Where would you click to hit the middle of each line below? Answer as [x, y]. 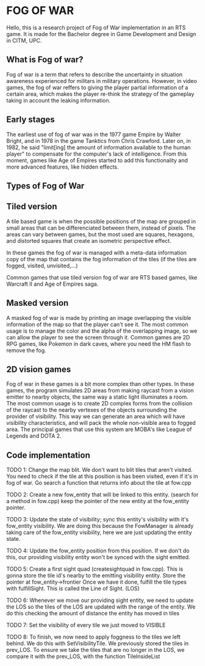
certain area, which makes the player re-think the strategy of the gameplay [100, 94]
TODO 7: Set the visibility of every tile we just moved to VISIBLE [86, 625]
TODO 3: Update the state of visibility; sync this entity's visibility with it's [98, 519]
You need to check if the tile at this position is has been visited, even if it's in [102, 476]
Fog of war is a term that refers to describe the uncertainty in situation [95, 74]
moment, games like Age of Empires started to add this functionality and [97, 160]
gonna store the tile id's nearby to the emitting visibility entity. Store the [96, 576]
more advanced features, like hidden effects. [63, 167]
